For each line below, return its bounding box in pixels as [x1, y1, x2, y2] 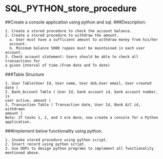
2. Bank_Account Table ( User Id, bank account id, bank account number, [5, 89, 159, 94]
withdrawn [5, 106, 25, 112]
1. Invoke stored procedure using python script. [5, 137, 108, 142]
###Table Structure [5, 71, 44, 77]
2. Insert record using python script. [5, 141, 86, 147]
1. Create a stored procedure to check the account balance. [5, 28, 132, 33]
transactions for [5, 58, 41, 64]
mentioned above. [5, 150, 41, 155]
